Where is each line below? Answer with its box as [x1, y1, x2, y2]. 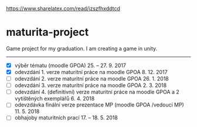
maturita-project [6, 26, 89, 39]
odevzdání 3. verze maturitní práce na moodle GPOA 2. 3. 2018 [14, 82, 167, 89]
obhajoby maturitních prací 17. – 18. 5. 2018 [14, 114, 118, 121]
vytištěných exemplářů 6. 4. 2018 [14, 95, 95, 102]
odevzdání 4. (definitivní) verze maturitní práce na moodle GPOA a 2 [14, 88, 180, 96]
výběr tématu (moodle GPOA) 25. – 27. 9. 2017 [14, 62, 126, 69]
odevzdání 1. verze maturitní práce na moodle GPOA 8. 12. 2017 [14, 69, 168, 75]
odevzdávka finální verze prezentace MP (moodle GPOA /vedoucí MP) [14, 101, 185, 108]
